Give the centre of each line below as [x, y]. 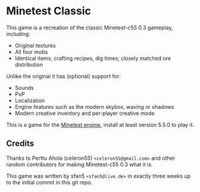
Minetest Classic [49, 11]
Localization [30, 100]
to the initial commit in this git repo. [49, 182]
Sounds [24, 87]
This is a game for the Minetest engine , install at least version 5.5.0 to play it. [100, 124]
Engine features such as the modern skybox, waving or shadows [94, 106]
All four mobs [31, 51]
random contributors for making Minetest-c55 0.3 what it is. [80, 164]
